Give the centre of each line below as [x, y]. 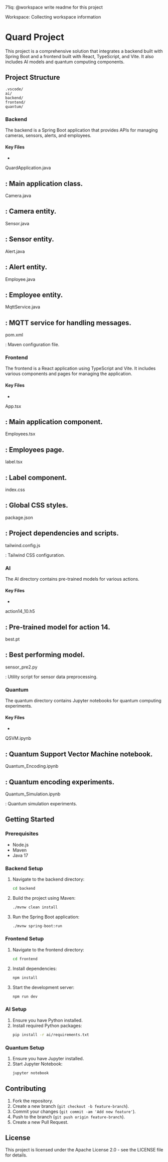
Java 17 [20, 855]
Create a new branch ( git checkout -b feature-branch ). [71, 1106]
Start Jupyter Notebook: [37, 1064]
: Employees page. [35, 450]
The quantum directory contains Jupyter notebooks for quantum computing [83, 701]
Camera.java [18, 196]
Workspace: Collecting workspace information [53, 17]
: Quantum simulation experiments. [41, 803]
